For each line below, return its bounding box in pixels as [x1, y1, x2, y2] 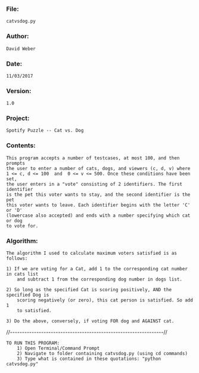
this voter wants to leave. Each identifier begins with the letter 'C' [6, 202, 191, 208]
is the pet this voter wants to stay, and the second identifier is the [6, 192, 191, 198]
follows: [6, 255, 28, 261]
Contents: [6, 141, 36, 150]
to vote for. [6, 223, 39, 229]
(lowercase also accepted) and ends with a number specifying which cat [6, 212, 191, 218]
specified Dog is [6, 292, 49, 298]
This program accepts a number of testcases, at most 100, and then [6, 155, 180, 161]
